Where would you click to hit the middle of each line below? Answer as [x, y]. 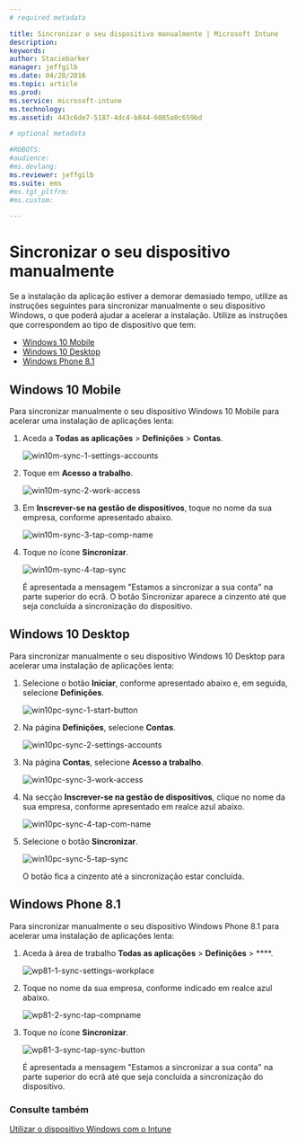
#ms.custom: [31, 200]
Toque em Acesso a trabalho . [78, 473]
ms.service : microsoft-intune [66, 101]
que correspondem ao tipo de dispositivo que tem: [103, 325]
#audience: [30, 158]
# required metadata [48, 18]
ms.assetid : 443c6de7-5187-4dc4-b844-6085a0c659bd [106, 118]
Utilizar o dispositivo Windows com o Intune [91, 1129]
